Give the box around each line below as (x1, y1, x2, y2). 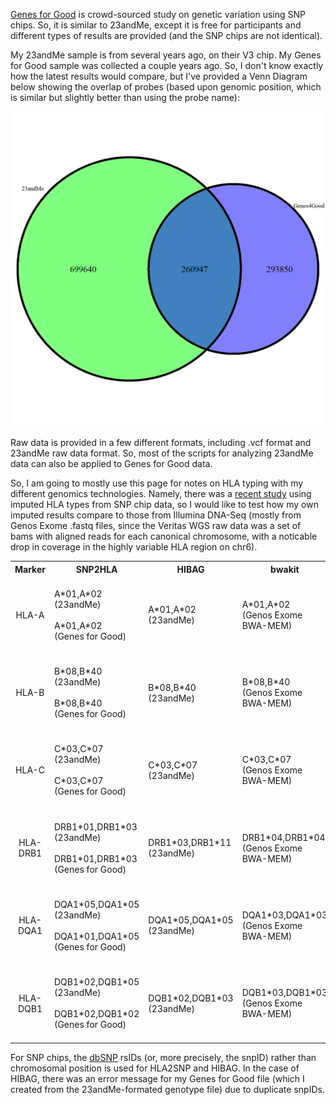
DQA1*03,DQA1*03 (241, 909, 328, 921)
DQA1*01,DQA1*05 (53, 930, 140, 942)
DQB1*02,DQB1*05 (53, 976, 140, 988)
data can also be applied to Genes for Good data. (10, 458, 213, 469)
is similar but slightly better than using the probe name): (10, 92, 240, 103)
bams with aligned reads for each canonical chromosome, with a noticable (10, 530, 318, 542)
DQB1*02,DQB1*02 (53, 1008, 140, 1019)
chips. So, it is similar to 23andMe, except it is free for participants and (10, 19, 302, 31)
